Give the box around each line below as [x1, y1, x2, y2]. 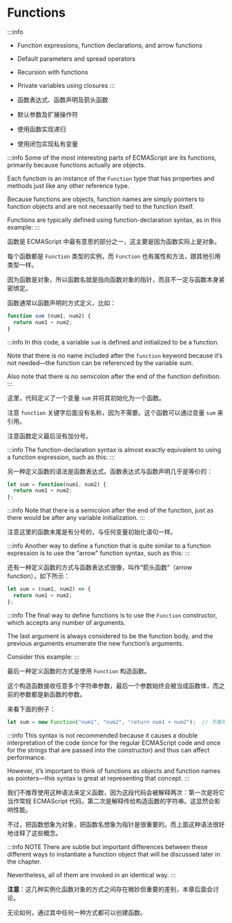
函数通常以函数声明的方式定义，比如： [7, 299, 116, 307]
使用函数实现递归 [17, 124, 66, 133]
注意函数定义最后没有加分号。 [7, 431, 92, 440]
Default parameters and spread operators [17, 54, 136, 63]
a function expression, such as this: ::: [7, 453, 115, 461]
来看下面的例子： [7, 705, 56, 713]
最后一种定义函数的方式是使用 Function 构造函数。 [7, 666, 151, 675]
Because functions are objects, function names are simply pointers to [7, 195, 205, 203]
